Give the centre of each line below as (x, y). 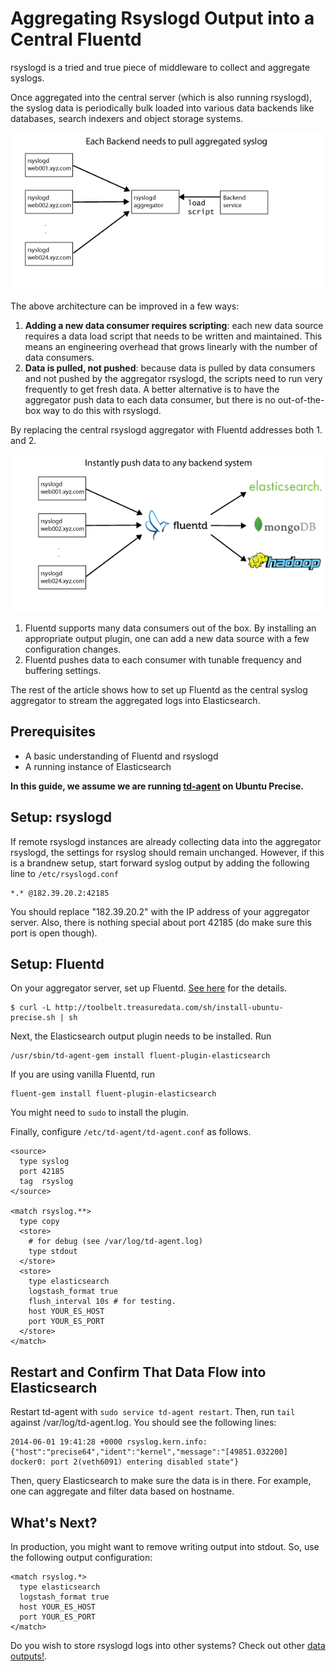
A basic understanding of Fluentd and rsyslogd (121, 756)
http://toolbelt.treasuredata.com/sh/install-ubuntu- (169, 1008)
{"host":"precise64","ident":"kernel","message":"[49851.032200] (149, 1452)
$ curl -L (31, 1008)
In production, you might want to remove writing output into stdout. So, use (165, 1546)
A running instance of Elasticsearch (98, 766)
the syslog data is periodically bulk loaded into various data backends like (162, 108)
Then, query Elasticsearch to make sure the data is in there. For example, (161, 1481)
